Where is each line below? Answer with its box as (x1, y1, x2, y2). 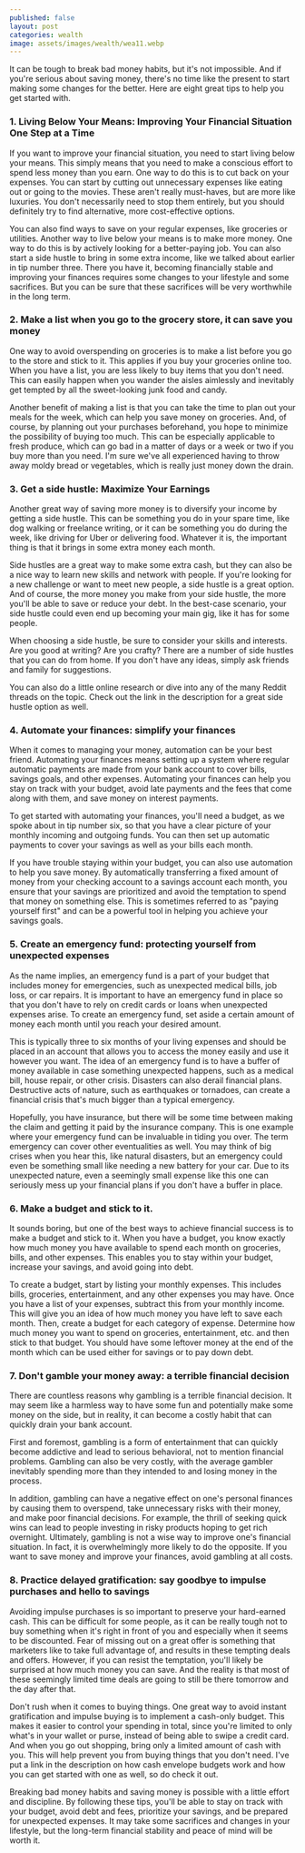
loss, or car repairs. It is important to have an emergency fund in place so (9, 989, 283, 1000)
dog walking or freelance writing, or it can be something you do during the (9, 522, 288, 533)
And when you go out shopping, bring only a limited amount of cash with (9, 1739, 281, 1750)
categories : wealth (9, 30, 84, 39)
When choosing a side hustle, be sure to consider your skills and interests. (9, 635, 288, 646)
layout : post (9, 22, 59, 31)
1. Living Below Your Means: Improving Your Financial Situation (9, 116, 292, 128)
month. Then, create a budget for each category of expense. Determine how (9, 1318, 296, 1329)
